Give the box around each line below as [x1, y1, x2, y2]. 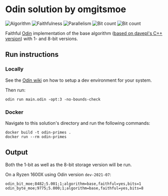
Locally [5, 66, 24, 73]
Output [5, 148, 28, 157]
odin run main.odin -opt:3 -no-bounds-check [5, 96, 101, 102]
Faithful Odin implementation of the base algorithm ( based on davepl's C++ [5, 30, 163, 36]
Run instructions [5, 50, 59, 59]
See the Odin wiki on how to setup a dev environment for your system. [5, 77, 152, 83]
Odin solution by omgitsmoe [5, 4, 127, 15]
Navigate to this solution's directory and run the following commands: [5, 120, 150, 126]
